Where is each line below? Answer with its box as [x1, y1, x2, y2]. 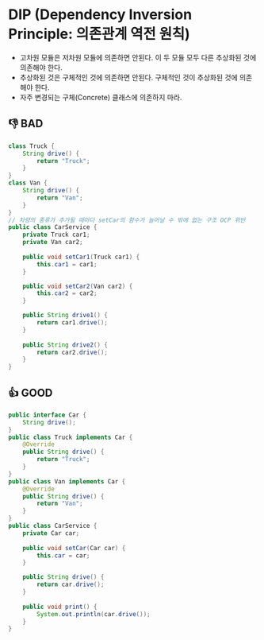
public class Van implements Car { [8, 477, 126, 486]
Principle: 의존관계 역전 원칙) [8, 25, 190, 43]
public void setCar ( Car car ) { [22, 544, 126, 552]
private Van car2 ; [22, 239, 83, 246]
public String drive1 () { [22, 312, 109, 320]
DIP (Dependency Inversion [8, 6, 193, 24]
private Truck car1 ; [22, 231, 90, 239]
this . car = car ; [36, 551, 90, 560]
